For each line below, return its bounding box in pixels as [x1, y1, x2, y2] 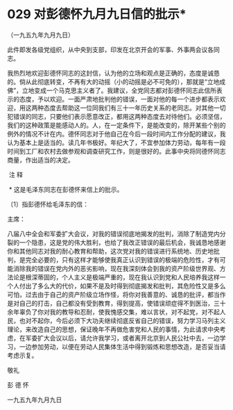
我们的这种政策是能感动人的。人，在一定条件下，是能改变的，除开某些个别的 [7, 121, 226, 129]
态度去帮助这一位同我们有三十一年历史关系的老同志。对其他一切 [43, 104, 226, 112]
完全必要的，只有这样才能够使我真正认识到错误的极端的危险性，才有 [25, 255, 220, 264]
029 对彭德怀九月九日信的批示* [7, 6, 187, 22]
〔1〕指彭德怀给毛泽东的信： [7, 199, 89, 208]
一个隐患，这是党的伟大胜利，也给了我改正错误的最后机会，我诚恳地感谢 [19, 238, 226, 247]
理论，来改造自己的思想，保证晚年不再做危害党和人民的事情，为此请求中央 [7, 325, 220, 334]
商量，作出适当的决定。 [7, 156, 74, 164]
